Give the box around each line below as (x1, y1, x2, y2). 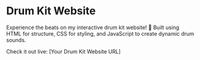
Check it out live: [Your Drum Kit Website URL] (6, 48, 121, 55)
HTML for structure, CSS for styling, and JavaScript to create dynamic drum (6, 30, 195, 37)
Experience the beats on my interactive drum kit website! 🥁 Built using (6, 24, 180, 31)
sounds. (6, 36, 26, 43)
